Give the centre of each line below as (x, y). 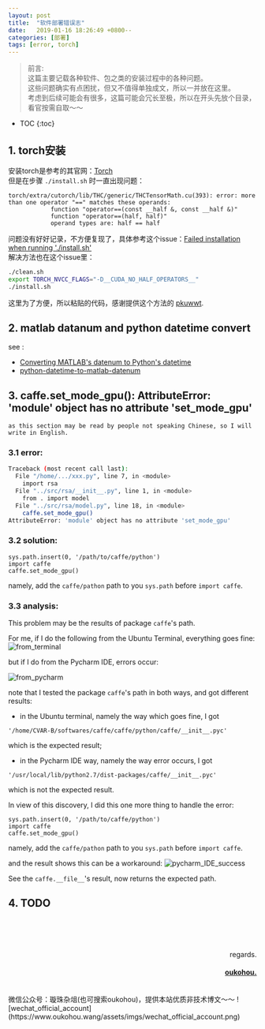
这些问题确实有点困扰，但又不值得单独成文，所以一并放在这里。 (131, 88)
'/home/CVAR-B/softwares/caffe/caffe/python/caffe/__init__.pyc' (118, 731)
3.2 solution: (33, 541)
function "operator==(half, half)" (109, 216)
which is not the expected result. (61, 790)
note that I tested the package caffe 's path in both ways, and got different (129, 693)
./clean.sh (26, 272)
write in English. (38, 433)
